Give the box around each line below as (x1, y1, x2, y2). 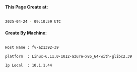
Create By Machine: (5, 30, 47, 36)
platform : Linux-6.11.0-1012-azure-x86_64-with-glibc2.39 (5, 54, 133, 59)
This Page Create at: (5, 4, 48, 10)
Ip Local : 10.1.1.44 (5, 63, 52, 68)
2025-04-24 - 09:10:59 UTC (5, 19, 61, 24)
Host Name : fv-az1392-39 (5, 45, 59, 50)
